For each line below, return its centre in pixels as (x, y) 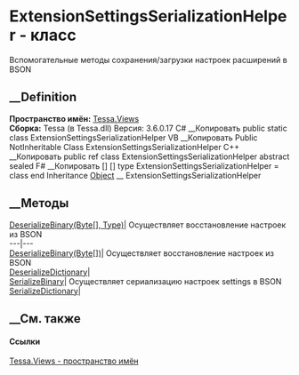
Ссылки (25, 341)
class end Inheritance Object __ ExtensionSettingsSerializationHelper (135, 175)
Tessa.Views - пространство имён (74, 361)
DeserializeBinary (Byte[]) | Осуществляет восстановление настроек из (141, 253)
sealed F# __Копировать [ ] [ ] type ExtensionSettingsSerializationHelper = (144, 165)
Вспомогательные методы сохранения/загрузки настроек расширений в (148, 60)
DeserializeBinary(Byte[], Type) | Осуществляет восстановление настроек (148, 225)
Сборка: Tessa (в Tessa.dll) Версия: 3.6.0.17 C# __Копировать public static (148, 128)
